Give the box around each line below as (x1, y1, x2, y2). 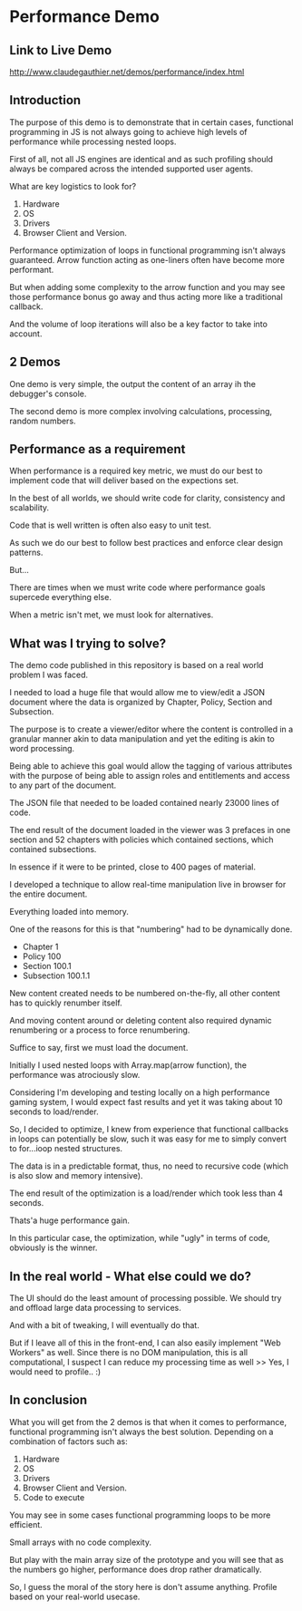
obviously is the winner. (9, 1242, 98, 1253)
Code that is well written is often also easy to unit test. (9, 519, 211, 531)
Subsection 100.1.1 (22, 970, 91, 981)
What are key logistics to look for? (9, 180, 137, 191)
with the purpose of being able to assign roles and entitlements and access (9, 771, 290, 781)
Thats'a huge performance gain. (9, 1215, 130, 1226)
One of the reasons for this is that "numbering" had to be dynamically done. (9, 924, 293, 935)
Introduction (9, 92, 82, 108)
